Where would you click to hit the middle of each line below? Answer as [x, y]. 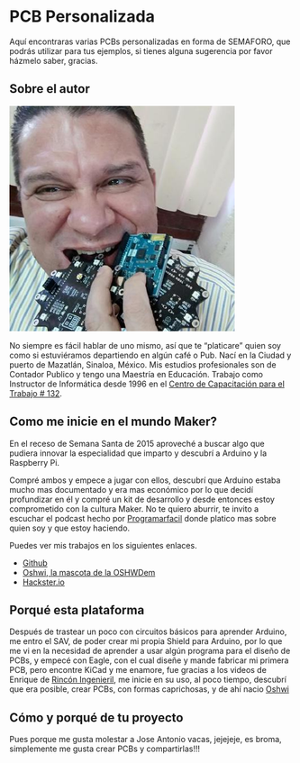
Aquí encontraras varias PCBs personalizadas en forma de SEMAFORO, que [150, 41]
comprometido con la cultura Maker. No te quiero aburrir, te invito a [134, 509]
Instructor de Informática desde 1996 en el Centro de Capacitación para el [147, 384]
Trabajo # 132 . [36, 393]
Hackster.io [43, 582]
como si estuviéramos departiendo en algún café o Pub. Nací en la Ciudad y [150, 355]
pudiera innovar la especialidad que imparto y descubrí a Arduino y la [138, 453]
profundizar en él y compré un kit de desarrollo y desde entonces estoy [142, 499]
